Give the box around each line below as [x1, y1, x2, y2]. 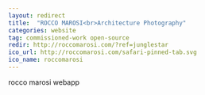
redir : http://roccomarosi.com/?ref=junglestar [8, 41, 169, 49]
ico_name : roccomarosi [8, 56, 83, 64]
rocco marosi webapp [8, 77, 80, 87]
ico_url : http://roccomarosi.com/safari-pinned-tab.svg [8, 48, 197, 56]
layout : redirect [8, 11, 66, 20]
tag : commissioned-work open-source [8, 33, 130, 42]
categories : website [8, 26, 77, 34]
